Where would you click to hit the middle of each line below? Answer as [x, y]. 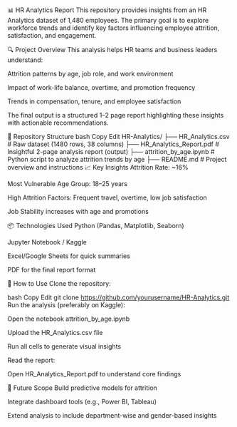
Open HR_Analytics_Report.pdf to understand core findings [94, 374]
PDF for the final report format [52, 270]
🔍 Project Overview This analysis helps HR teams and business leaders [112, 50]
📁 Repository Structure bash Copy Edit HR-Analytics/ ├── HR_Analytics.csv [118, 137]
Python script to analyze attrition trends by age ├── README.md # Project [117, 159]
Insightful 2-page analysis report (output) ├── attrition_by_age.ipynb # [111, 151]
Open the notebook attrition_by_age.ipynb [69, 319]
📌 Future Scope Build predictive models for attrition [83, 388]
